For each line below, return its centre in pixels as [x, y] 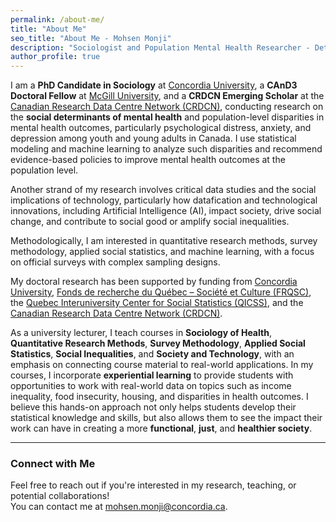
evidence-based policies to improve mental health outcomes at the [148, 160]
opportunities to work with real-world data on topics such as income [151, 386]
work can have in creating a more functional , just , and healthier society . [161, 428]
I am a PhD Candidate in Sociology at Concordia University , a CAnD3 [154, 85]
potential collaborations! [60, 496]
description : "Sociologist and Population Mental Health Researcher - [160, 47]
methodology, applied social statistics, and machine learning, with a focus [162, 252]
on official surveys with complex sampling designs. [115, 262]
